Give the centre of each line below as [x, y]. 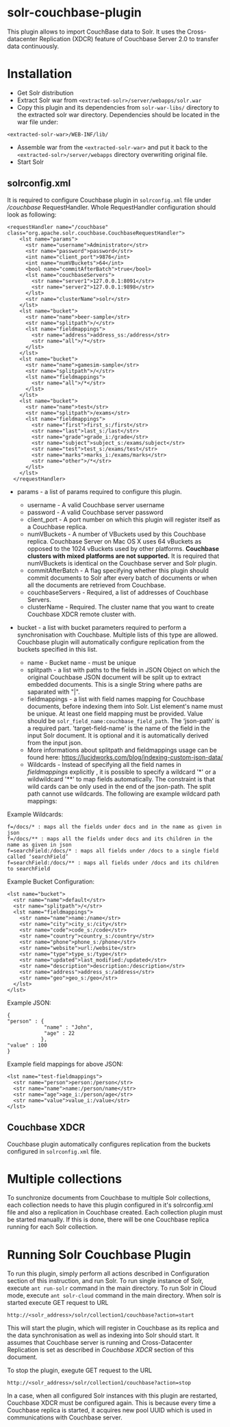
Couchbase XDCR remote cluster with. [81, 614]
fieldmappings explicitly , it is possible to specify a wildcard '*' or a [122, 772]
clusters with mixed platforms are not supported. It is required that [123, 556]
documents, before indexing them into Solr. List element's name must [125, 706]
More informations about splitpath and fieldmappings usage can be [122, 750]
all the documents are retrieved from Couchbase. [97, 585]
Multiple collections [65, 1179]
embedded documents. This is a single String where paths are [115, 684]
